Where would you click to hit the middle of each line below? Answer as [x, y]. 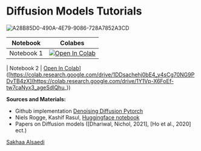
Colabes [72, 42]
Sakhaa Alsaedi [25, 142]
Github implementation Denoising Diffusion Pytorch [79, 111]
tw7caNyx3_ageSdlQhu [35, 87]
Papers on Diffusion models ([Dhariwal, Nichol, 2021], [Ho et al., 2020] [103, 124]
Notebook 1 [26, 53]
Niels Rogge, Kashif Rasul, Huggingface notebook [77, 117]
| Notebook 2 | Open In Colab [43, 68]
